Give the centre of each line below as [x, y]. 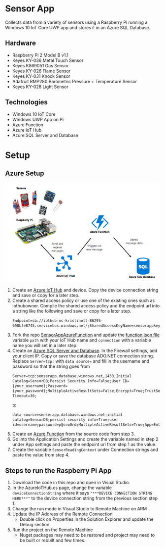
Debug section [34, 524]
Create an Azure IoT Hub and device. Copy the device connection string [85, 290]
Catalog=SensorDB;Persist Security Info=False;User [66, 381]
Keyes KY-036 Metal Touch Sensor [48, 60]
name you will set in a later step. [45, 346]
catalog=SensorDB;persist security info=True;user [65, 420]
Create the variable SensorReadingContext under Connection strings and [85, 450]
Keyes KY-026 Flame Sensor [41, 71]
